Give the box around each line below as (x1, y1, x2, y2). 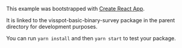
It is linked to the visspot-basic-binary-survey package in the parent (6, 17, 175, 23)
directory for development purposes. (6, 23, 98, 30)
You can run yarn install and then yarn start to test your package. (6, 35, 176, 41)
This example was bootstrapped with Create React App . (6, 5, 145, 12)
